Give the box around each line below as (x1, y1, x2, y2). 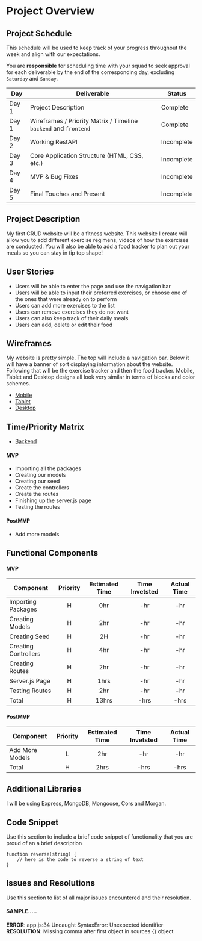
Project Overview (6, 4, 95, 18)
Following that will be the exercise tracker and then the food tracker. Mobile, (6, 367, 194, 374)
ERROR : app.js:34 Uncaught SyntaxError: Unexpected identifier (6, 921, 164, 928)
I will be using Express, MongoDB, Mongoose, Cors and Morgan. (6, 800, 167, 807)
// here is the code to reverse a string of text (17, 857, 144, 863)
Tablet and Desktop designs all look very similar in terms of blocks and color (6, 373, 195, 380)
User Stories (6, 267, 54, 277)
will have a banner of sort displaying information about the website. (6, 361, 173, 368)
